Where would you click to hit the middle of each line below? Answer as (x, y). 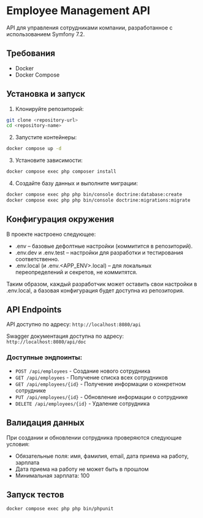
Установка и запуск (46, 94)
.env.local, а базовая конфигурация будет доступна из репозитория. (95, 290)
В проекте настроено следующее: (51, 234)
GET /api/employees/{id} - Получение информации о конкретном (100, 384)
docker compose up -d (34, 149)
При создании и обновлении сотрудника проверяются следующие (94, 437)
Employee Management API (78, 11)
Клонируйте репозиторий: (49, 109)
